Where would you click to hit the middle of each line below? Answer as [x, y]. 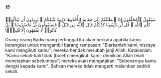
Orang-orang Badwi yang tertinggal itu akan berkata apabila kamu [73, 39]
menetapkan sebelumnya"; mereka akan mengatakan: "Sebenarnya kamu [81, 61]
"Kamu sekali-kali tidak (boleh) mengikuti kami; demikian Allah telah [75, 55]
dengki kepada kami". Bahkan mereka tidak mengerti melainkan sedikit [78, 66]
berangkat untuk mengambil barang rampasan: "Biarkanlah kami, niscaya [80, 45]
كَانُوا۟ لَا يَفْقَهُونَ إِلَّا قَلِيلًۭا [31, 30]
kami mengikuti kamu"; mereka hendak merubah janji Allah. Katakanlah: [79, 50]
